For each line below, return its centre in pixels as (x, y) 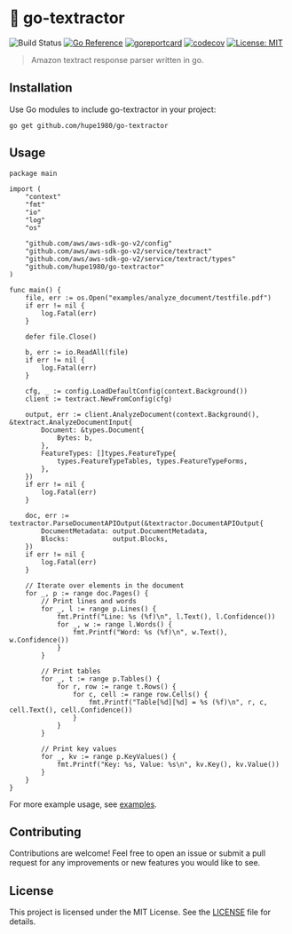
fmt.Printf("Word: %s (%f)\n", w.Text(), (150, 632)
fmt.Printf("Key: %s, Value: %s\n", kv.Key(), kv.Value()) (168, 764)
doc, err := (47, 515)
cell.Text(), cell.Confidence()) (71, 710)
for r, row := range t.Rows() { (116, 687)
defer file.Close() (61, 337)
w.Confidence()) (39, 640)
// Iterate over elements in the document (105, 586)
